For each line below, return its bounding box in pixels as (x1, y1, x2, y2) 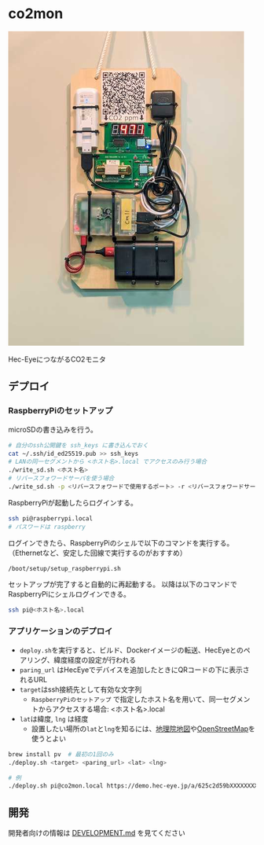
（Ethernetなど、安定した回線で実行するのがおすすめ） (8, 548, 187, 557)
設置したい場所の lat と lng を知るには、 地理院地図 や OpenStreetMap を (31, 724, 255, 733)
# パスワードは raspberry (8, 523, 86, 531)
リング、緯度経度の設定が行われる (26, 655, 137, 664)
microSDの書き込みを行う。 (8, 424, 98, 434)
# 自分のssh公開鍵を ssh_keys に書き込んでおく (8, 441, 149, 449)
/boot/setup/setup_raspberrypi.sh (8, 564, 122, 572)
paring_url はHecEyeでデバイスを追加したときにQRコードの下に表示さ (19, 665, 250, 674)
